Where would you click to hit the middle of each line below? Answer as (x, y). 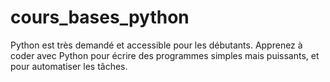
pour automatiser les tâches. (69, 66)
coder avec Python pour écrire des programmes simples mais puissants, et (165, 55)
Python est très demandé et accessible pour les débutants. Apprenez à (156, 45)
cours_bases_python (100, 17)
